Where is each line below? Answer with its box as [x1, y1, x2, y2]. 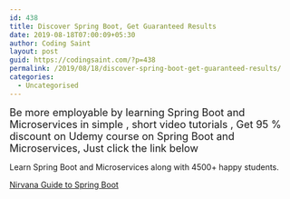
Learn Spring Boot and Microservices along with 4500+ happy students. [9, 161, 279, 173]
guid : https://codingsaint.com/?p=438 [9, 55, 156, 65]
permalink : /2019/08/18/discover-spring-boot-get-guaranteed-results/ [9, 65, 282, 74]
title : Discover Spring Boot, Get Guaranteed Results [9, 22, 217, 31]
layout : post [9, 47, 59, 56]
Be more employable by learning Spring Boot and [9, 105, 246, 119]
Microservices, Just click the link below [9, 142, 199, 154]
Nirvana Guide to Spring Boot [9, 179, 120, 190]
